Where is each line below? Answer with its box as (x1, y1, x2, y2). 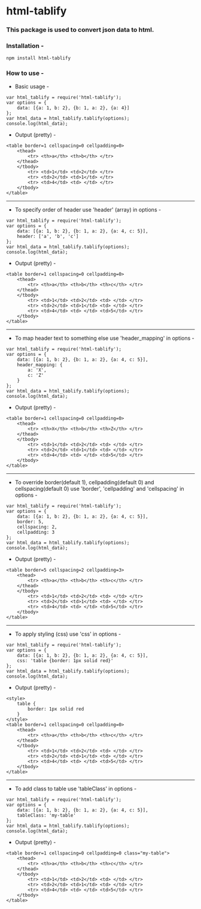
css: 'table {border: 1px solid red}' (17, 657, 114, 663)
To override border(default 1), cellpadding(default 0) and (14, 478, 154, 486)
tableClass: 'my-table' (17, 812, 77, 819)
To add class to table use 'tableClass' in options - (14, 785, 137, 792)
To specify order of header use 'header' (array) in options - (14, 206, 162, 213)
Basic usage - (14, 83, 50, 90)
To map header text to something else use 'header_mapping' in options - (14, 334, 194, 342)
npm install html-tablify (6, 55, 71, 61)
